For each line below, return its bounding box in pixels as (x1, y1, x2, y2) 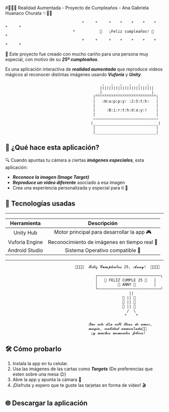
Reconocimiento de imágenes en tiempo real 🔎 (47, 238, 158, 245)
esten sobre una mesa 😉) (12, 371, 66, 377)
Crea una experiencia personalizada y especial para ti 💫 (12, 184, 128, 191)
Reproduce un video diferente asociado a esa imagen (12, 179, 125, 185)
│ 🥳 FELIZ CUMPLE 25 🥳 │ (95, 278, 156, 283)
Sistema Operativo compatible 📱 (64, 247, 141, 254)
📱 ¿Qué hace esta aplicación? (5, 144, 100, 152)
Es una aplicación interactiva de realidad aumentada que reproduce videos (5, 66, 163, 72)
